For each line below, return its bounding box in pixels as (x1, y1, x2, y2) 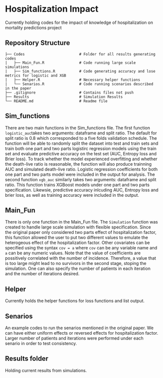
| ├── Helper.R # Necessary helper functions (5, 77, 140, 82)
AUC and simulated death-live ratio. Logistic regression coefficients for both (5, 166, 158, 172)
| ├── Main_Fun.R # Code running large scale (5, 60, 136, 65)
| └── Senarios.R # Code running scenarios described (5, 81, 153, 86)
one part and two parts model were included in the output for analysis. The (5, 171, 155, 177)
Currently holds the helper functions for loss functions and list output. (5, 298, 145, 304)
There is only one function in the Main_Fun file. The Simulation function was (5, 219, 158, 225)
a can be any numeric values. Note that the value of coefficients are (5, 250, 141, 256)
